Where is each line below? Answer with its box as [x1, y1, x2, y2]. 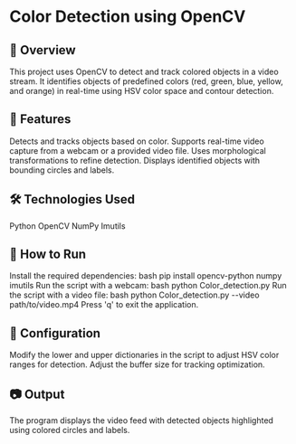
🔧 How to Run [9, 247, 87, 262]
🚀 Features [9, 111, 72, 128]
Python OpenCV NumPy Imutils [9, 220, 126, 231]
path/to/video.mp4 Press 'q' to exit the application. [9, 299, 199, 310]
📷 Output [9, 386, 65, 401]
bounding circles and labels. [9, 165, 115, 175]
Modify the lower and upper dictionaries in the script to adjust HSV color [9, 350, 280, 361]
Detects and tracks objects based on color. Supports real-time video [9, 136, 264, 146]
